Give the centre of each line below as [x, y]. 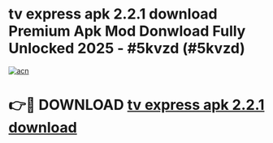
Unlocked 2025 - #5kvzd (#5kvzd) [127, 48]
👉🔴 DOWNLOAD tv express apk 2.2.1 [136, 105]
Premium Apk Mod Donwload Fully [127, 31]
